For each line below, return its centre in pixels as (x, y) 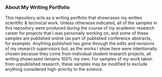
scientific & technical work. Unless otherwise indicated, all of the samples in (81, 23)
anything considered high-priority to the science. (54, 69)
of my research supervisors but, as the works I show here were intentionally (81, 49)
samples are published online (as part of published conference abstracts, (78, 38)
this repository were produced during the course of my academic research (80, 28)
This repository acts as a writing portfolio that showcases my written (74, 18)
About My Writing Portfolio (37, 7)
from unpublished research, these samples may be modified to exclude (76, 64)
